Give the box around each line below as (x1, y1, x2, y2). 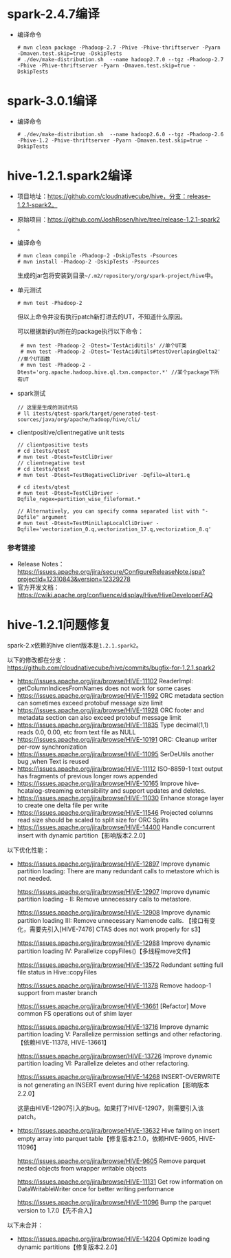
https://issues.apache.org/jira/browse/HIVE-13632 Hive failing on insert (16, 1127, 220, 1135)
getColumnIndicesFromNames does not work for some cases (16, 684, 191, 692)
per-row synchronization (16, 743, 87, 751)
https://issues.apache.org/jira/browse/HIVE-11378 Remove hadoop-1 (16, 981, 212, 990)
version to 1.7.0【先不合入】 (16, 1206, 96, 1215)
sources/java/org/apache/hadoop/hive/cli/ (16, 416, 141, 423)
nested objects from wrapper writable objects (16, 1164, 147, 1173)
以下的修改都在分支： (7, 656, 67, 664)
